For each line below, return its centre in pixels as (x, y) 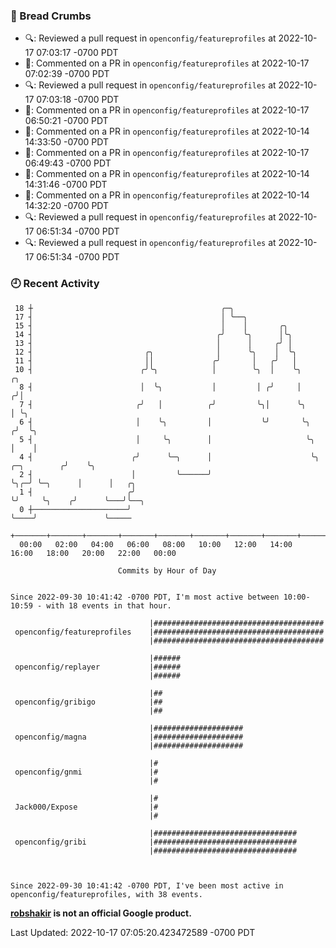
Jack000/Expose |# (86, 807)
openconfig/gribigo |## (88, 702)
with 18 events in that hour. (109, 605)
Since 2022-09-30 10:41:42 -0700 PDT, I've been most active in (147, 885)
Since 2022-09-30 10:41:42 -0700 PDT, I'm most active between (145, 597)
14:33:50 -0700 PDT (66, 142)
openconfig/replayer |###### (98, 667)
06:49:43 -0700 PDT (68, 163)
